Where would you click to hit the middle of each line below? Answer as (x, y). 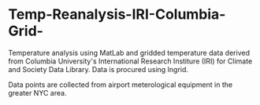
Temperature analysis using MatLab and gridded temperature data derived (129, 52)
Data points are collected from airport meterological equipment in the (121, 85)
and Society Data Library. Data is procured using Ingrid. (98, 69)
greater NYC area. (37, 92)
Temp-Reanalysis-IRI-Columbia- (117, 14)
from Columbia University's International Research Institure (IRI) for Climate (130, 61)
